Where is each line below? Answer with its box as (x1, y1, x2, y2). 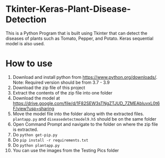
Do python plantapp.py (12, 142, 60, 148)
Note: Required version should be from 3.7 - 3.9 (12, 79, 110, 85)
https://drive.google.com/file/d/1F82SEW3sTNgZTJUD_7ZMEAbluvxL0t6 (12, 100, 160, 106)
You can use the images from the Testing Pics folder (12, 147, 119, 153)
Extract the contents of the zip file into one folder (12, 90, 113, 95)
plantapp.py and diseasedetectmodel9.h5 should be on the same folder (12, 116, 157, 122)
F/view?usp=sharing (12, 105, 55, 111)
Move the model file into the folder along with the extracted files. (12, 111, 144, 117)
